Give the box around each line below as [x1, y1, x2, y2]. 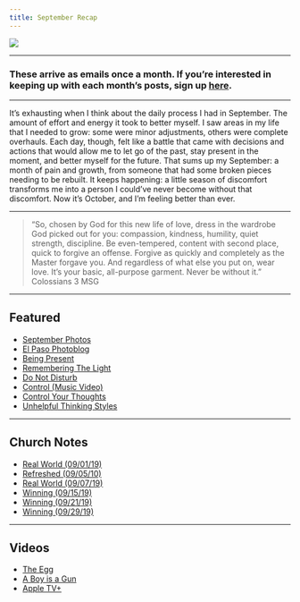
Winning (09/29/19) [21, 506, 95, 517]
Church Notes [9, 435, 88, 450]
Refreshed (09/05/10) [21, 468, 102, 479]
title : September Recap [9, 13, 98, 22]
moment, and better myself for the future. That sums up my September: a [9, 155, 279, 165]
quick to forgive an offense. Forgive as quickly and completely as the [30, 247, 285, 258]
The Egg [21, 564, 54, 575]
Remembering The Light [21, 362, 112, 373]
